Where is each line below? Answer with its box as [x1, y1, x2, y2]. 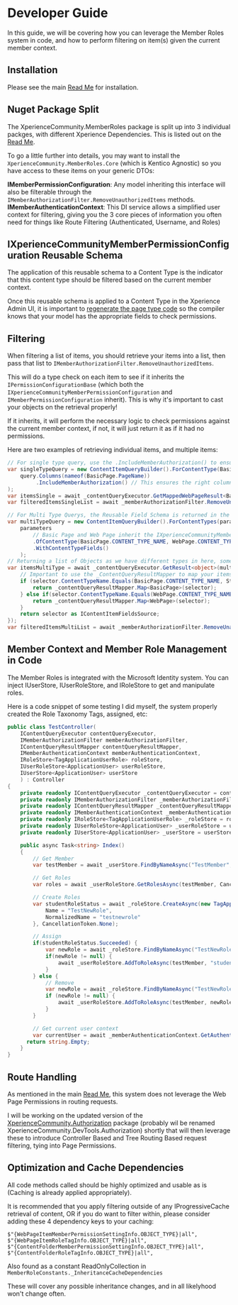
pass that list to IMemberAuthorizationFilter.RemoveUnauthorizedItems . [7, 359, 214, 368]
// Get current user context [33, 1025, 119, 1032]
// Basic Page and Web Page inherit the [33, 531, 154, 539]
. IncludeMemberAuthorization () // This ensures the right [35, 479, 211, 486]
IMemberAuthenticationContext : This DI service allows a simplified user [7, 202, 221, 211]
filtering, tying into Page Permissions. [7, 1141, 117, 1150]
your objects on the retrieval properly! [7, 403, 118, 412]
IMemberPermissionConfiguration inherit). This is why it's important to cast [7, 395, 223, 404]
